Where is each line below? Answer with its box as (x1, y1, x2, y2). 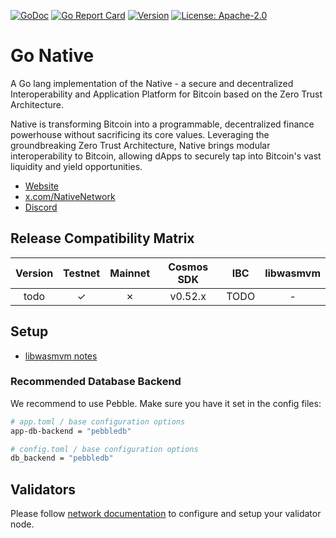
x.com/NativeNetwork (24, 190, 116, 202)
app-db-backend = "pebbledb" (10, 426, 132, 436)
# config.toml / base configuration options (10, 444, 199, 454)
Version (15, 266, 54, 280)
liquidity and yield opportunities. (10, 160, 143, 172)
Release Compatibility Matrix (10, 230, 195, 247)
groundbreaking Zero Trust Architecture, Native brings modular (10, 139, 271, 151)
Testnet (63, 266, 101, 280)
